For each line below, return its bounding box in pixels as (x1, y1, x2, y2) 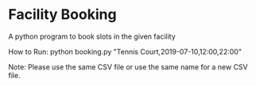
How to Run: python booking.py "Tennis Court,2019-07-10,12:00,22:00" (8, 47, 242, 56)
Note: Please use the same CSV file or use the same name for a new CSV (8, 62, 248, 72)
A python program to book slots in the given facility (8, 32, 176, 41)
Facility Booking (8, 6, 117, 24)
